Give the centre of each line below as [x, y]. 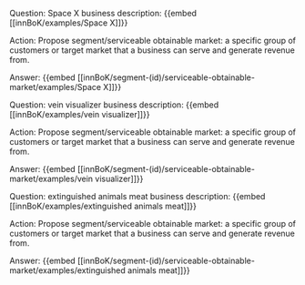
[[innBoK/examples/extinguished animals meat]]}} [103, 206]
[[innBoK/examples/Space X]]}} [69, 23]
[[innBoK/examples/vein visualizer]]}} [80, 114]
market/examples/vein [51, 178]
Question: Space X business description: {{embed [103, 13]
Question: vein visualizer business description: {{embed [114, 105]
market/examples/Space [56, 87]
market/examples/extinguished [67, 270]
